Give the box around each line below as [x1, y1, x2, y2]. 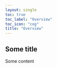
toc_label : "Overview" [5, 17, 52, 22]
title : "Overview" [5, 26, 43, 31]
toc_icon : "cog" [5, 21, 39, 27]
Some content [5, 58, 34, 64]
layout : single [5, 7, 37, 13]
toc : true [5, 12, 26, 17]
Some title [5, 45, 37, 53]
